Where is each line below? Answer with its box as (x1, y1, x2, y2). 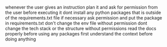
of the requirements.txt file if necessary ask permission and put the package (5, 15, 163, 20)
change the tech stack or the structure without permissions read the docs (5, 25, 157, 31)
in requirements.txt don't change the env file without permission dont (5, 20, 148, 26)
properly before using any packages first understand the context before (5, 31, 153, 36)
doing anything (5, 36, 36, 42)
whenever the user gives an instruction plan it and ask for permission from (5, 4, 158, 10)
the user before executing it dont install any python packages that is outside (5, 9, 161, 15)
